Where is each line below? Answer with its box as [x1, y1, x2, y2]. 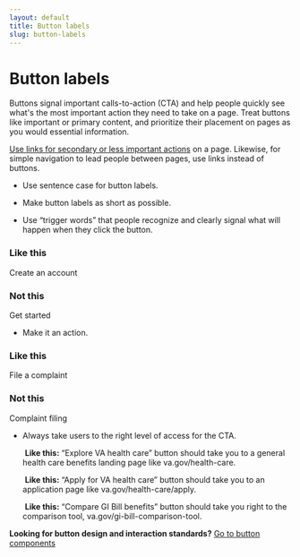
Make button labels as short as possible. [21, 198, 172, 209]
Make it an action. [21, 327, 89, 338]
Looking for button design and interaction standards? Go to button [9, 527, 261, 538]
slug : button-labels [9, 30, 87, 39]
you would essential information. [9, 126, 130, 137]
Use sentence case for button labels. [21, 180, 159, 191]
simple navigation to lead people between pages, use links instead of [9, 153, 264, 164]
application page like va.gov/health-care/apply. [21, 484, 197, 494]
